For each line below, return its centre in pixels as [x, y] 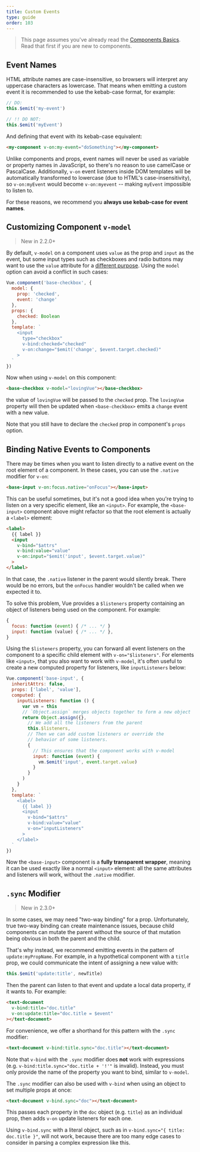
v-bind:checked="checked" [54, 344]
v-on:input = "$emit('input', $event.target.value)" [81, 557]
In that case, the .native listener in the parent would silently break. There [96, 579]
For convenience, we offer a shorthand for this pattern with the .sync [91, 1030]
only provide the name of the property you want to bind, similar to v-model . [98, 1072]
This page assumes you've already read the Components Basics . [101, 40]
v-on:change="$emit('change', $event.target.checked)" [92, 349]
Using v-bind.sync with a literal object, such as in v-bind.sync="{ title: [96, 1130]
